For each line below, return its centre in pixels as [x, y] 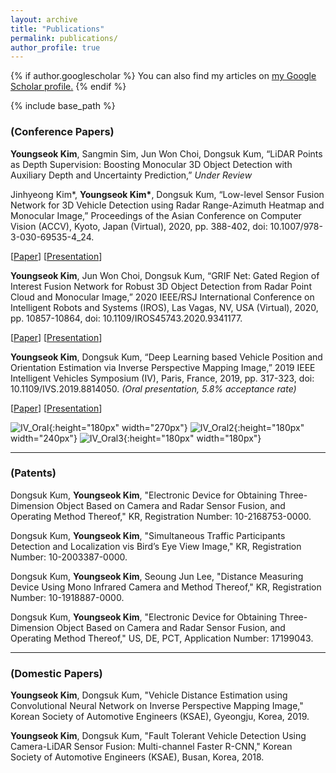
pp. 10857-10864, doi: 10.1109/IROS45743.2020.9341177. [126, 318]
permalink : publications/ [64, 38]
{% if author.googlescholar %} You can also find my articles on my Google [163, 76]
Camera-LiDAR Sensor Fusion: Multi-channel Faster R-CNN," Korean [151, 747]
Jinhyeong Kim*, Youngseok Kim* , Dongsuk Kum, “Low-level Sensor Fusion [167, 194]
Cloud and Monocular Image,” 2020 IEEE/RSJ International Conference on [162, 297]
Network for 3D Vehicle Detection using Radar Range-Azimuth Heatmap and [167, 205]
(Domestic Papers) [56, 673]
